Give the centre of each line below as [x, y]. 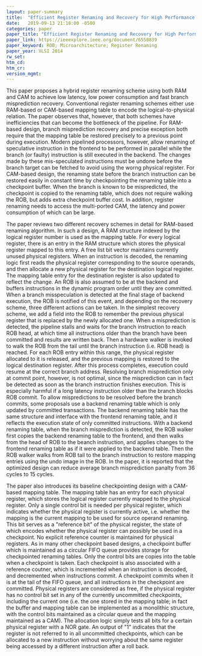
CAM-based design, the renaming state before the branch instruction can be [101, 174]
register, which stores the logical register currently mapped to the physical [98, 499]
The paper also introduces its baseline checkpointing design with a [89, 486]
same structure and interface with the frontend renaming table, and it [92, 416]
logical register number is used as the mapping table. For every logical [93, 237]
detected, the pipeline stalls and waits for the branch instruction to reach [96, 327]
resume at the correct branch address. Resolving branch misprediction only [100, 372]
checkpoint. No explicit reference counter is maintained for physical [90, 537]
